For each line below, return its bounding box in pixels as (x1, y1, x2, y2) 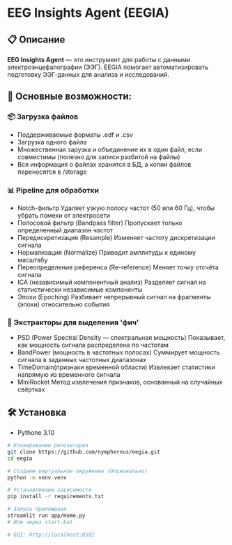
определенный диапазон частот (17, 225, 114, 234)
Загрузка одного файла (17, 137, 87, 146)
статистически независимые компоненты (17, 285, 143, 294)
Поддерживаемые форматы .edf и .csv (17, 130, 134, 139)
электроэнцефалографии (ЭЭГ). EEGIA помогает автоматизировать (7, 63, 209, 71)
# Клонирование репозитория (7, 442, 89, 449)
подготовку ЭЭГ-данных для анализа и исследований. (7, 70, 169, 78)
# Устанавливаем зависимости (7, 486, 92, 493)
